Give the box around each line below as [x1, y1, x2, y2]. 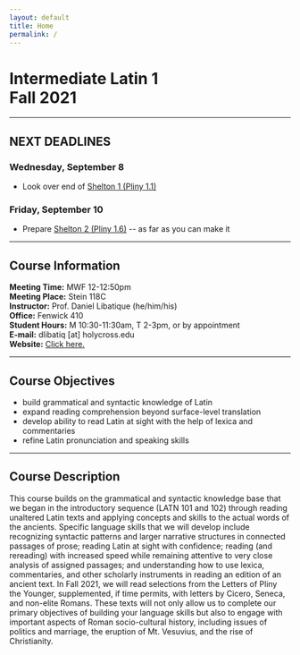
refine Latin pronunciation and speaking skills [21, 435, 189, 446]
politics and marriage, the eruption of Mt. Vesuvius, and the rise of [9, 625, 254, 636]
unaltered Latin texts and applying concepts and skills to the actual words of [9, 512, 290, 523]
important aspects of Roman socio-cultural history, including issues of [9, 617, 268, 627]
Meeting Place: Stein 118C [9, 292, 107, 302]
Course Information [9, 258, 121, 273]
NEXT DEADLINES [9, 133, 112, 149]
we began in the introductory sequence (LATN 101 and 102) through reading [9, 502, 288, 513]
